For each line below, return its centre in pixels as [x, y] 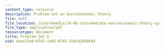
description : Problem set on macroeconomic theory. [59, 14]
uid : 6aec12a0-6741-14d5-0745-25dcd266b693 [50, 41]
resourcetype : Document [29, 32]
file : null [16, 18]
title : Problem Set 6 [27, 37]
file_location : [21, 23]
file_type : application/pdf [34, 28]
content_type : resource [29, 9]
